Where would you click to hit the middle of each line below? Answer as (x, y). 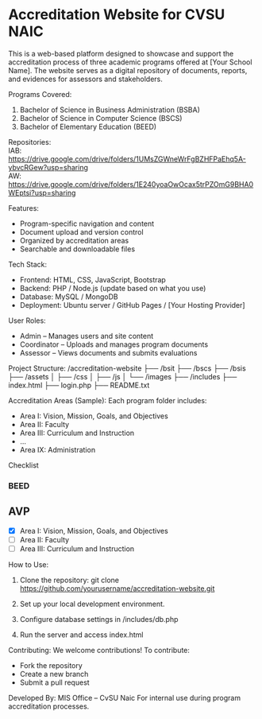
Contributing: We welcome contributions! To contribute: (99, 650)
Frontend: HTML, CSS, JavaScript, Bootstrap (93, 279)
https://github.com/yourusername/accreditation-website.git (117, 588)
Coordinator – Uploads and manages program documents (114, 344)
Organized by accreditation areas (74, 240)
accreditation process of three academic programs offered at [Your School (130, 62)
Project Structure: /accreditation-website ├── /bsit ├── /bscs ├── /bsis (127, 368)
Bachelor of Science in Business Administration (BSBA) (110, 110)
